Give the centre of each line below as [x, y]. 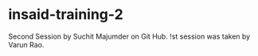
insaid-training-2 [66, 15]
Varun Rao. [26, 44]
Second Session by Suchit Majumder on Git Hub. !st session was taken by [129, 36]
